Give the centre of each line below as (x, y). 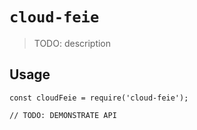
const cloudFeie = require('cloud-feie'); (99, 98)
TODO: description (72, 43)
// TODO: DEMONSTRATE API (63, 115)
